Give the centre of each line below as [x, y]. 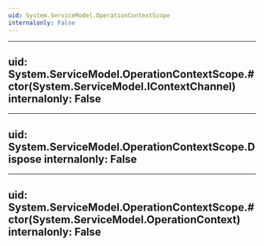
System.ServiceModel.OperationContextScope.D [132, 147]
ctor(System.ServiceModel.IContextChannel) [122, 86]
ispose [25, 159]
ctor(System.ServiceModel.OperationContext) [125, 220]
